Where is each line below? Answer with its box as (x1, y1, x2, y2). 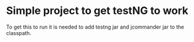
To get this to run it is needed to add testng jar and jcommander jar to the (6, 23, 185, 30)
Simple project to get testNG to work (6, 4, 189, 17)
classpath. (6, 29, 31, 36)
